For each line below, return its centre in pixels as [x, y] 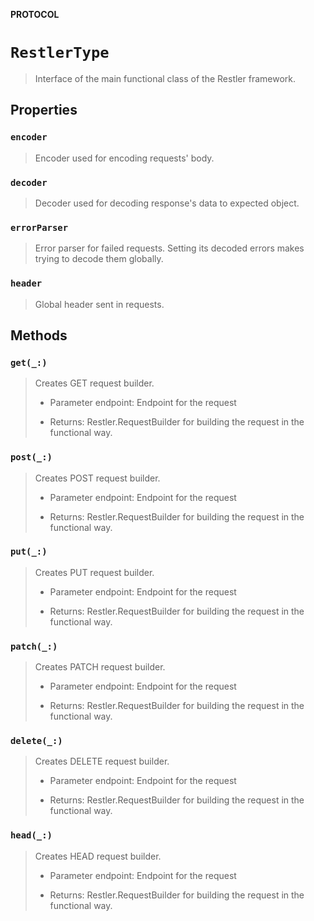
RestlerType [60, 53]
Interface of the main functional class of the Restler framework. [165, 78]
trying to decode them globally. [99, 259]
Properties [44, 110]
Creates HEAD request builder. [98, 856]
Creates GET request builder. [94, 383]
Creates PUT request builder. [94, 572]
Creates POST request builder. [97, 478]
